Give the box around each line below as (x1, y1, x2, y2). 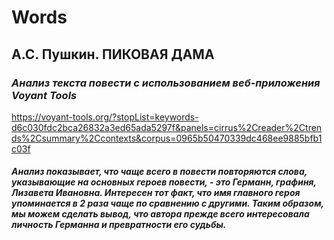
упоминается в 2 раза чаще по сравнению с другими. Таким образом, (11, 197, 324, 210)
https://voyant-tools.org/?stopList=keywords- (11, 111, 199, 123)
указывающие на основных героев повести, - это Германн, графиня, (11, 176, 317, 188)
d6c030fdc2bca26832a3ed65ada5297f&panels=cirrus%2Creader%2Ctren (11, 121, 323, 133)
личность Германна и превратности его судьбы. (11, 219, 227, 231)
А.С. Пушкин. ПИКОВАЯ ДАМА (11, 46, 215, 63)
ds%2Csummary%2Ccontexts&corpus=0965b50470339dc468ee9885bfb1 (11, 132, 323, 144)
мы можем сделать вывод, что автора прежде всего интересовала (11, 208, 310, 220)
